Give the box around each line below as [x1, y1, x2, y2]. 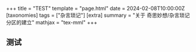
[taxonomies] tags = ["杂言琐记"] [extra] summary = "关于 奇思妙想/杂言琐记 [6, 12, 190, 18]
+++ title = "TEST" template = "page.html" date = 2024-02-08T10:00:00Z [6, 5, 185, 12]
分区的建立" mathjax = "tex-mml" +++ [6, 19, 98, 25]
